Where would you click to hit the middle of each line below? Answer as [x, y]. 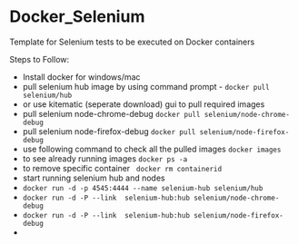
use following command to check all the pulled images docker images [152, 149]
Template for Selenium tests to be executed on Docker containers [132, 42]
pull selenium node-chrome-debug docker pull [111, 113]
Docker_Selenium [77, 17]
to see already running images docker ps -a [105, 158]
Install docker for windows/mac [81, 77]
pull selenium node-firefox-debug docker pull [109, 131]
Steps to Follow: [40, 59]
